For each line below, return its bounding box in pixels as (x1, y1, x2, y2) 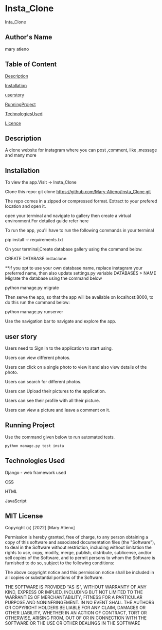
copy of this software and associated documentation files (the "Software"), (5, 540, 156, 545)
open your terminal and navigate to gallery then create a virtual (5, 213, 131, 219)
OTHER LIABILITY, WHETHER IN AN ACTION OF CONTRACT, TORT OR (5, 610, 147, 616)
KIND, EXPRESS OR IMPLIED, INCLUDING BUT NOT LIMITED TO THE (5, 589, 143, 595)
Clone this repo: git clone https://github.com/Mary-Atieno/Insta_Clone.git (5, 189, 151, 195)
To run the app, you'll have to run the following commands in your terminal (5, 227, 154, 234)
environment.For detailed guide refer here (5, 218, 89, 224)
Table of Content (5, 60, 57, 69)
